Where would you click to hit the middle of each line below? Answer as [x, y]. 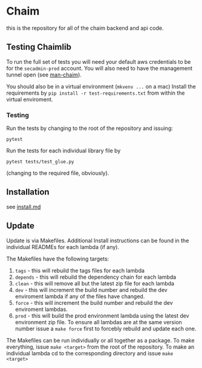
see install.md [24, 206]
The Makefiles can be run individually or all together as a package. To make [100, 340]
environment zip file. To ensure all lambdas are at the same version [99, 322]
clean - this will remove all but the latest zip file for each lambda [94, 283]
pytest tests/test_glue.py [40, 162]
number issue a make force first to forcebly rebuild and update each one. [106, 329]
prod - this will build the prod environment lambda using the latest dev [102, 315]
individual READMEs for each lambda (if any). [63, 247]
